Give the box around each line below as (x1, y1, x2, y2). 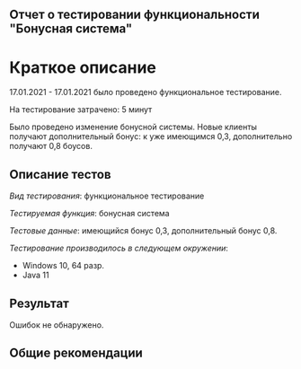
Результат (9, 295, 70, 311)
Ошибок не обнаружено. (9, 319, 104, 330)
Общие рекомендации (9, 346, 144, 361)
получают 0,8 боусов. (9, 141, 93, 152)
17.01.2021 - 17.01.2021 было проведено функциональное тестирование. (9, 87, 282, 98)
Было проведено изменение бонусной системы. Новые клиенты (9, 121, 258, 133)
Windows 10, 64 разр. (22, 260, 105, 271)
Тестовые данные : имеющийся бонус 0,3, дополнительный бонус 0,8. (9, 225, 278, 236)
